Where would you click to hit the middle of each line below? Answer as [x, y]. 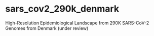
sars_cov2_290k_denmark [62, 9]
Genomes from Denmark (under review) [47, 28]
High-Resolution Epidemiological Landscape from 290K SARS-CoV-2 [77, 23]
